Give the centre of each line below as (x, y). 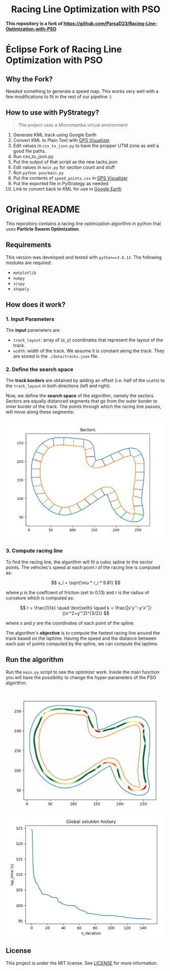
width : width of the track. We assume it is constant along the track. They (89, 351)
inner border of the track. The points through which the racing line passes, (83, 407)
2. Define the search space (40, 369)
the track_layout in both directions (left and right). (58, 386)
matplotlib (25, 273)
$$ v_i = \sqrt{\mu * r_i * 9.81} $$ (86, 582)
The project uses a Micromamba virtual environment (73, 125)
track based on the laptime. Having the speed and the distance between (81, 638)
